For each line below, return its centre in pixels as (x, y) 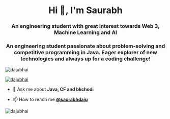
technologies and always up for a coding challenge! (86, 59)
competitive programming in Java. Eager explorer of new (86, 53)
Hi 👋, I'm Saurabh (86, 10)
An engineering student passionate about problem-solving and (86, 46)
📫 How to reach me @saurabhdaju (50, 100)
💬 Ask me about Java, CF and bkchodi (53, 89)
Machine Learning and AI (86, 32)
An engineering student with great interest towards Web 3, (86, 26)
